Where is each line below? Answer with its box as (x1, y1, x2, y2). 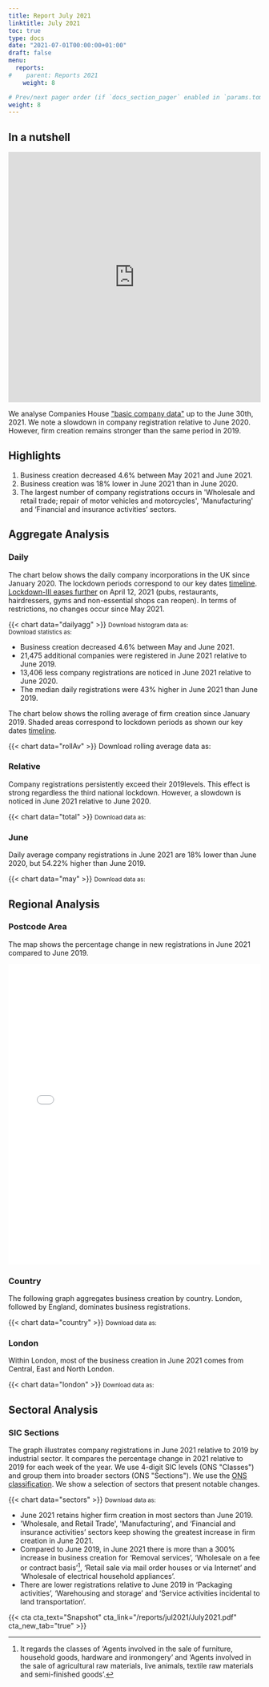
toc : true (8, 26, 42, 34)
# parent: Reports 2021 (8, 71, 98, 79)
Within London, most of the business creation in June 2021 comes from (8, 1355, 244, 1366)
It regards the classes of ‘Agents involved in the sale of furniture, (19, 1644, 234, 1653)
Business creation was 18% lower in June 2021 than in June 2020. (19, 478, 239, 489)
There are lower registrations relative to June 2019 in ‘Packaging (19, 1580, 233, 1589)
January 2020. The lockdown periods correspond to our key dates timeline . (8, 578, 258, 588)
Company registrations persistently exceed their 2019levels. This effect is (8, 779, 251, 789)
